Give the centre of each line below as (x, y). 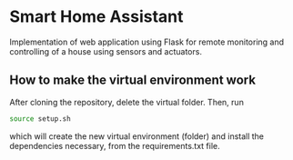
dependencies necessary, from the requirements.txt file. (115, 145)
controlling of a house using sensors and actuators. (106, 51)
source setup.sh (40, 119)
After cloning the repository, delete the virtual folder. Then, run (126, 102)
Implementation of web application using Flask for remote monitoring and (147, 42)
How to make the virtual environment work (133, 80)
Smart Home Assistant (96, 17)
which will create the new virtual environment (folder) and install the (137, 136)
